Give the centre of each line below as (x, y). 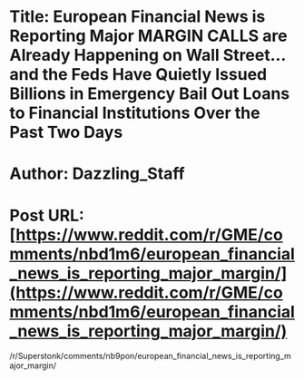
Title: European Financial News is (137, 17)
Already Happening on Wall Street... (147, 55)
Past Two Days (66, 132)
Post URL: (47, 215)
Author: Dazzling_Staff (97, 174)
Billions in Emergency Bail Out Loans (150, 94)
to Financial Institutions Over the (135, 113)
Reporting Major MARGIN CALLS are (148, 36)
